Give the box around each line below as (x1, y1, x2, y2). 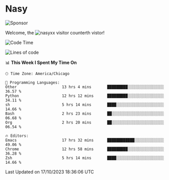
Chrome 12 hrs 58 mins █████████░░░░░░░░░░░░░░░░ (5, 147, 164, 152)
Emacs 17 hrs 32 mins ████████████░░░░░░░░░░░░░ (5, 137, 164, 142)
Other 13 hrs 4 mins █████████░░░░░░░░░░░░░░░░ (5, 84, 164, 89)
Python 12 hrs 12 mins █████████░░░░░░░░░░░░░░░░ (5, 93, 164, 98)
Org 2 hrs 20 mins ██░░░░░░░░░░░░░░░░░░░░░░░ (5, 120, 164, 125)
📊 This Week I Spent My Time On (5, 59, 77, 65)
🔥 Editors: (5, 133, 29, 138)
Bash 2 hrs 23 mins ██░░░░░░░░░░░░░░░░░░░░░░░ (5, 111, 164, 116)
